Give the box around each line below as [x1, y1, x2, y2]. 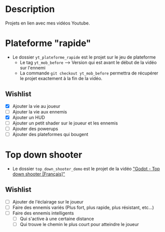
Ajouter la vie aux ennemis [12, 108, 67, 114]
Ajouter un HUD [12, 114, 45, 120]
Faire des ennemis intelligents [12, 210, 74, 216]
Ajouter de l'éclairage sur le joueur [12, 198, 84, 204]
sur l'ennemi [19, 64, 46, 70]
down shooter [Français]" [12, 171, 65, 177]
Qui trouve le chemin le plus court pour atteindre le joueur [19, 221, 139, 227]
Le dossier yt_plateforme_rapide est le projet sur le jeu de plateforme [12, 54, 156, 60]
